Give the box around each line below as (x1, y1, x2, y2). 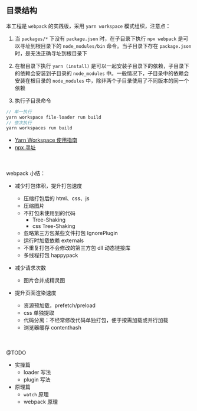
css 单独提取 (23, 309, 55, 317)
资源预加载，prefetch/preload (23, 302, 96, 309)
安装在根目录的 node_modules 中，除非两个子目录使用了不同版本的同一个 (14, 77, 189, 84)
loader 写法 (23, 368, 51, 376)
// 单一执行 (6, 109, 32, 115)
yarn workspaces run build (6, 125, 73, 131)
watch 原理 (23, 391, 49, 398)
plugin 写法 (23, 376, 51, 383)
